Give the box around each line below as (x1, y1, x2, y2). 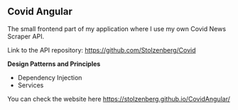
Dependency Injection (17, 73, 82, 82)
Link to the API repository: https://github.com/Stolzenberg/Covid (7, 45, 197, 54)
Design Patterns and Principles (7, 60, 101, 68)
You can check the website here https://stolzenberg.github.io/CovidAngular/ (7, 94, 231, 103)
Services (17, 81, 44, 89)
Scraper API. (7, 32, 45, 40)
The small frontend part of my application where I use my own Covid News (7, 24, 226, 33)
